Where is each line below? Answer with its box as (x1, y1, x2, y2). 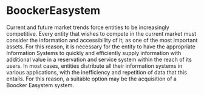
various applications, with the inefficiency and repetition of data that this (6, 68, 187, 76)
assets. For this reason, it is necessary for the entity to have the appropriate (6, 43, 195, 50)
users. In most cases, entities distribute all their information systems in (6, 62, 183, 70)
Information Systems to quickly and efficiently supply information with (6, 49, 182, 56)
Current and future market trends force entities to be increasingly (6, 24, 170, 31)
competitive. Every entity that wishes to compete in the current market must (6, 30, 197, 37)
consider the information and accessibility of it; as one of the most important (6, 36, 198, 44)
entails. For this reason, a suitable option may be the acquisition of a (6, 75, 177, 82)
